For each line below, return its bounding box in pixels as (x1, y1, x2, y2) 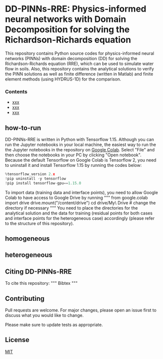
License (5, 336, 30, 344)
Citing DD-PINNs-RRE (5, 267, 72, 276)
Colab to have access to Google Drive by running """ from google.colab (5, 195, 148, 200)
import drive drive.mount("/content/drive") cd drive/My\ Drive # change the (5, 200, 156, 206)
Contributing (5, 294, 45, 303)
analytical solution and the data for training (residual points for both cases (5, 210, 153, 216)
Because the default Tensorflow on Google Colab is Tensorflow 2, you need (5, 157, 157, 163)
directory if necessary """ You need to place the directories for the (5, 205, 138, 211)
